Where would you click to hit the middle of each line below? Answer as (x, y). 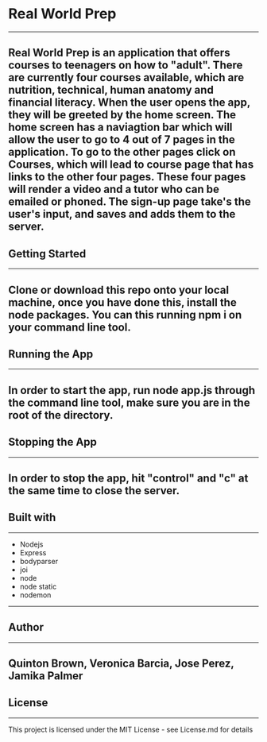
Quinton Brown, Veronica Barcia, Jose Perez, (121, 663)
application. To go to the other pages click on (122, 152)
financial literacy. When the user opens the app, (129, 103)
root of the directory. (61, 415)
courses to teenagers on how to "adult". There (126, 66)
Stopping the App (53, 442)
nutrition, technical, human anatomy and (111, 90)
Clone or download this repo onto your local (118, 290)
